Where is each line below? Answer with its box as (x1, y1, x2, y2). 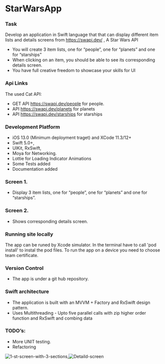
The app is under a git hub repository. (12, 276, 89, 282)
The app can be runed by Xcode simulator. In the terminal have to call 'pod (5, 242, 157, 248)
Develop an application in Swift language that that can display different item (5, 32, 159, 37)
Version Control (5, 264, 44, 271)
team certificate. (5, 252, 38, 258)
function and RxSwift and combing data (12, 315, 93, 321)
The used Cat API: (5, 91, 42, 97)
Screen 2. (5, 207, 29, 214)
